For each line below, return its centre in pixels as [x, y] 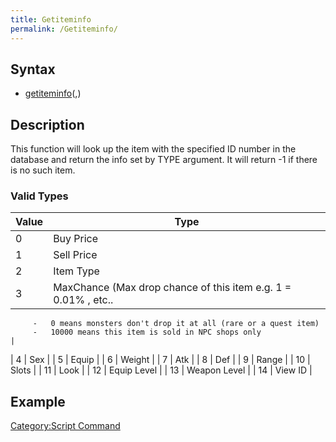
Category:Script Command [65, 426]
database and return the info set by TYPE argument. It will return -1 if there [164, 160]
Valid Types [39, 196]
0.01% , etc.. [83, 300]
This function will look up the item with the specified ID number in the [153, 149]
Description [47, 124]
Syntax [33, 69]
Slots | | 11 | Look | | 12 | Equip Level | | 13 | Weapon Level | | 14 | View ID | [161, 370]
